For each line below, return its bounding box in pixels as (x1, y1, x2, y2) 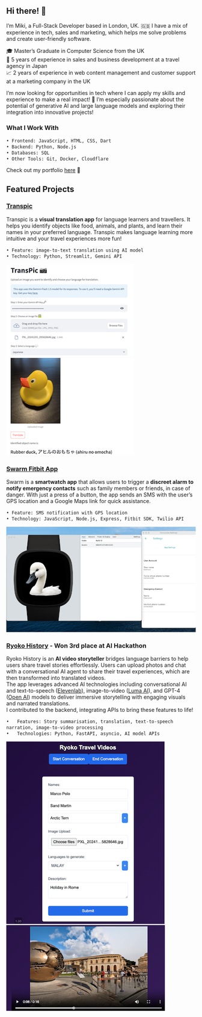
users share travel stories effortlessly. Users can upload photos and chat (6, 661, 186, 669)
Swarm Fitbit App (6, 465, 58, 473)
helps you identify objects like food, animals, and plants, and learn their (6, 222, 183, 229)
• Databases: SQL (6, 150, 50, 156)
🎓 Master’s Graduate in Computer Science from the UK (6, 47, 145, 54)
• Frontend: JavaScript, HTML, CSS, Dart (6, 138, 112, 144)
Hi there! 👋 (6, 6, 47, 16)
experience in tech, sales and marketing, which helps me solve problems (6, 28, 186, 36)
